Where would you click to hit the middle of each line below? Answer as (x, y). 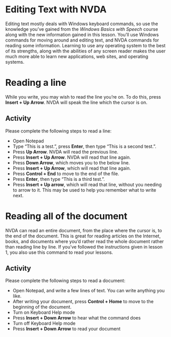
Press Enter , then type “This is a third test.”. (59, 179)
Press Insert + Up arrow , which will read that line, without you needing (87, 184)
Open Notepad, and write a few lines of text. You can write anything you (89, 291)
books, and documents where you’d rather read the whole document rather (85, 241)
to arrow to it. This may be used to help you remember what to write (84, 190)
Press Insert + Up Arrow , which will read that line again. (72, 168)
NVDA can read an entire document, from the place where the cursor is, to (84, 230)
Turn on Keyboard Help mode (44, 312)
